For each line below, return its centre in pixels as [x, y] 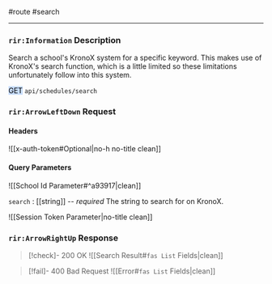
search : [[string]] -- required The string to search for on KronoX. [116, 201]
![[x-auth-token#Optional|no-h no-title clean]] [85, 149]
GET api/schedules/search [53, 91]
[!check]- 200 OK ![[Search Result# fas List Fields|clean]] [126, 255]
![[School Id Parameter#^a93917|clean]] [75, 185]
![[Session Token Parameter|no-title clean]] [81, 217]
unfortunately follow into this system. [70, 75]
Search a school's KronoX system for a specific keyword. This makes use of [135, 58]
